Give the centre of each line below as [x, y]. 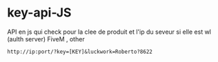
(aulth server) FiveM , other [46, 39]
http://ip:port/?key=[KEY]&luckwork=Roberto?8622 [80, 52]
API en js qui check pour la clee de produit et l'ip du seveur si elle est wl [109, 32]
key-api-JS [39, 13]
